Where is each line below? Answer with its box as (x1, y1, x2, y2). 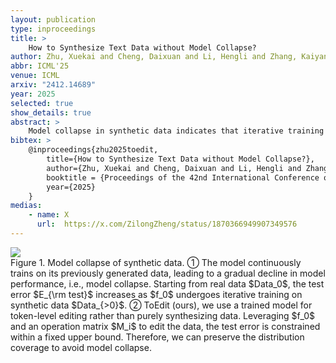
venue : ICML (10, 71, 60, 81)
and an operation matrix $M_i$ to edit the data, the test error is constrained (10, 320, 321, 332)
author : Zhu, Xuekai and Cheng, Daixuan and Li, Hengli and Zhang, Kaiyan (10, 52, 329, 62)
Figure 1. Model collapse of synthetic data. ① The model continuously (10, 256, 302, 268)
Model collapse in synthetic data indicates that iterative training (28, 126, 325, 136)
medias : (10, 201, 43, 211)
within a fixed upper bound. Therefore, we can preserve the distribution (10, 331, 305, 343)
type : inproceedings (10, 24, 97, 34)
